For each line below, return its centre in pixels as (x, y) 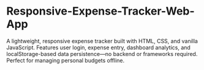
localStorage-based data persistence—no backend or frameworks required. (102, 54)
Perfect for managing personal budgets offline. (66, 60)
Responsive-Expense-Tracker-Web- (100, 11)
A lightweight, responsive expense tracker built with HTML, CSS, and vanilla (102, 41)
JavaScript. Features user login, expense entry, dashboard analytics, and (99, 47)
